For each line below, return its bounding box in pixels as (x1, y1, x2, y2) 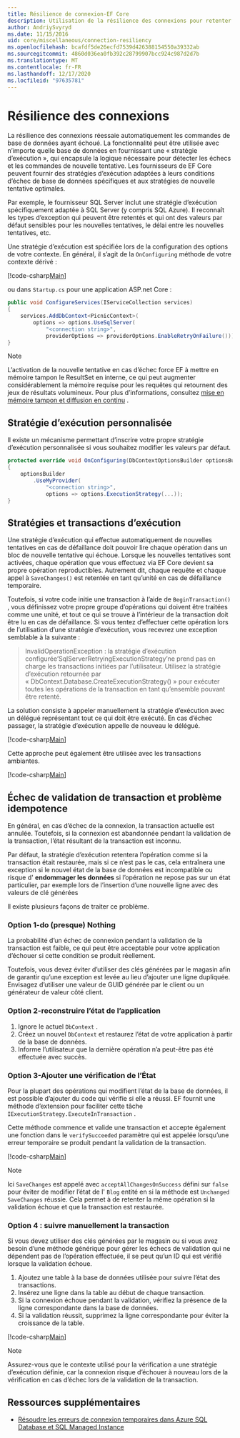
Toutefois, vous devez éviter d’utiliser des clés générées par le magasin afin (7, 965, 231, 974)
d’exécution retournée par (24, 669, 101, 679)
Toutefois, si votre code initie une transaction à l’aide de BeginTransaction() (7, 595, 231, 604)
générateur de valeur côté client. (7, 988, 104, 997)
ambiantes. (7, 757, 41, 765)
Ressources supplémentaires (7, 1396, 141, 1408)
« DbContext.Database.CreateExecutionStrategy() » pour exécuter (24, 677, 220, 686)
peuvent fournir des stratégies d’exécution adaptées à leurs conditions (7, 169, 215, 178)
